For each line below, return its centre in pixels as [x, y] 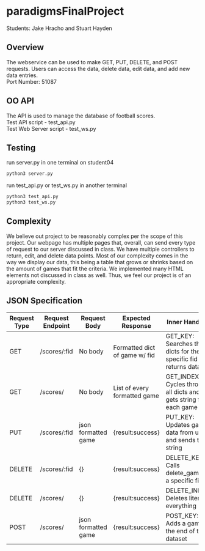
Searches [179, 344]
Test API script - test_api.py [41, 122]
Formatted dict [134, 347]
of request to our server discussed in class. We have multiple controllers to [101, 249]
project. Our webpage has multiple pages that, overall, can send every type [101, 242]
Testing [21, 148]
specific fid [182, 359]
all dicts [177, 391]
